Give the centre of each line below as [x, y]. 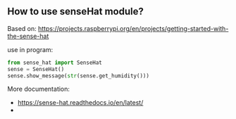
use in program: [30, 49]
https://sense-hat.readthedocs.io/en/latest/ [80, 103]
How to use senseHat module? [76, 12]
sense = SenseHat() [36, 69]
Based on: [22, 28]
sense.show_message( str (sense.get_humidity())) [79, 76]
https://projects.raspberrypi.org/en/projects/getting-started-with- [133, 28]
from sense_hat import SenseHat [55, 63]
